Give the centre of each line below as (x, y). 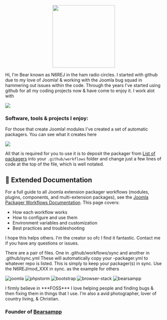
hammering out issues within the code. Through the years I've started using (83, 85)
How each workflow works (40, 212)
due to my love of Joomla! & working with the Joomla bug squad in (74, 80)
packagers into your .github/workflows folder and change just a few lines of (83, 159)
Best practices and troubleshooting (48, 228)
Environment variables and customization (55, 223)
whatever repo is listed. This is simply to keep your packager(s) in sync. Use (83, 263)
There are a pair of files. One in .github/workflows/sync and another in (77, 253)
